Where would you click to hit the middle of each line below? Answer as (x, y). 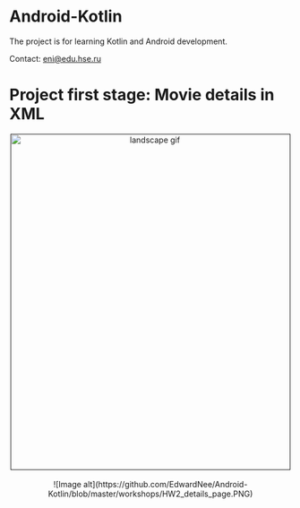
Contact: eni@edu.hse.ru (55, 58)
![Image (68, 484)
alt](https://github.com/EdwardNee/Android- (166, 484)
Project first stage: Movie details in (142, 95)
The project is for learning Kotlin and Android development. (119, 41)
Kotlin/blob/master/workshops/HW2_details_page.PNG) (150, 494)
